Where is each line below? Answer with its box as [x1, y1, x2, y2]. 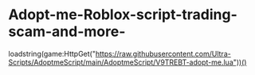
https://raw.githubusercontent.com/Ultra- [95, 49, 231, 58]
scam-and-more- [8, 22, 126, 41]
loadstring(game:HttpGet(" [8, 49, 96, 58]
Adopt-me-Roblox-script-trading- [8, 6, 237, 24]
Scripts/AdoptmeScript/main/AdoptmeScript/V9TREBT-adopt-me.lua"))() [8, 57, 247, 67]
